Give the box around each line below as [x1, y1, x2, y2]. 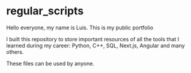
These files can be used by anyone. [6, 60, 95, 67]
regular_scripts [6, 4, 84, 18]
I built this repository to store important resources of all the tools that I [6, 35, 180, 42]
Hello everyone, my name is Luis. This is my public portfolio [6, 24, 154, 31]
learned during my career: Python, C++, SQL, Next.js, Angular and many [6, 42, 185, 49]
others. [6, 48, 24, 55]
